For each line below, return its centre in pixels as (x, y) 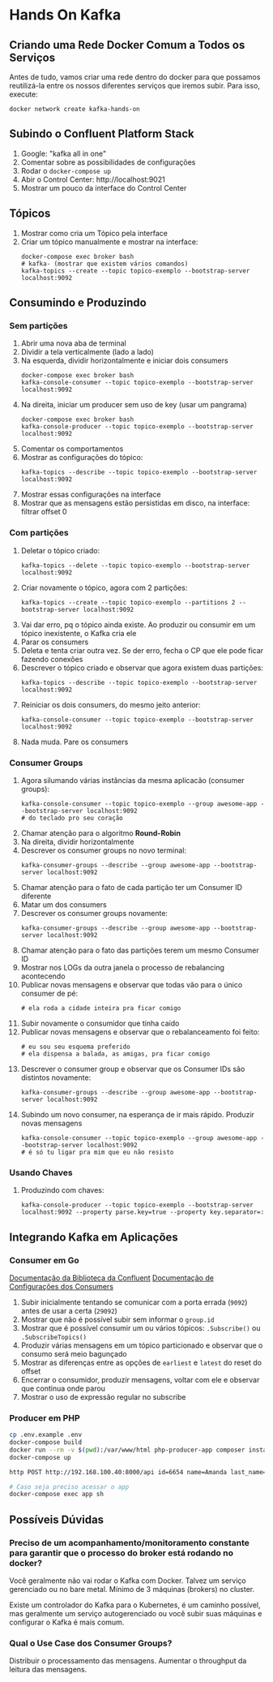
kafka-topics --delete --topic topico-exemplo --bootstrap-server (135, 566)
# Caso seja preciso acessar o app (69, 1486)
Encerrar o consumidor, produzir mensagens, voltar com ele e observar (140, 1379)
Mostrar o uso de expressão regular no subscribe (103, 1396)
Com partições (39, 533)
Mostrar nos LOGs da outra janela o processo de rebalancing (123, 967)
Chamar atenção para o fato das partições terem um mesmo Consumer (140, 950)
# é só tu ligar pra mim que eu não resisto (97, 1152)
